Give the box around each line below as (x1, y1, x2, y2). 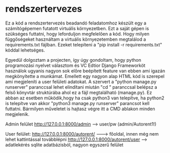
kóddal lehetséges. (5, 47, 45, 53)
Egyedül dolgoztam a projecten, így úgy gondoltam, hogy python (5, 57, 141, 63)
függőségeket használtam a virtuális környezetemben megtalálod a (5, 36, 146, 42)
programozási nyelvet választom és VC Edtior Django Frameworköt (5, 62, 146, 68)
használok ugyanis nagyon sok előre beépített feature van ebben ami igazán (5, 67, 165, 74)
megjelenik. (5, 111, 30, 117)
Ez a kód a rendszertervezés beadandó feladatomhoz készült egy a (5, 20, 147, 26)
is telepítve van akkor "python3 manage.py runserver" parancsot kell (5, 100, 150, 106)
